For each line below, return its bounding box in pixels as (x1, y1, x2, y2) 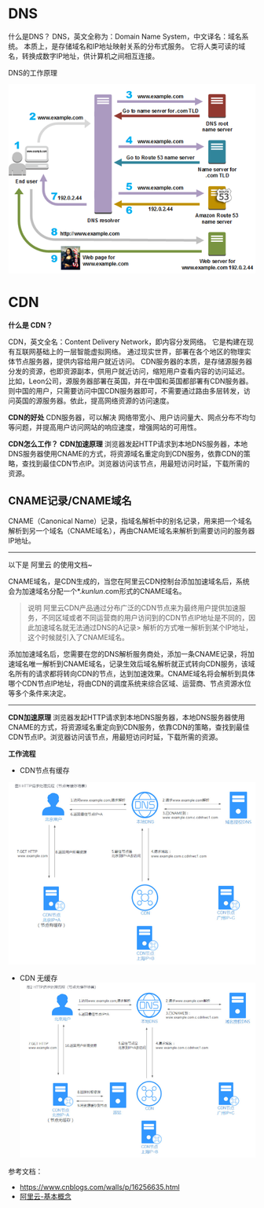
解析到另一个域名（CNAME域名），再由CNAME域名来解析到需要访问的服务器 (8, 526, 255, 536)
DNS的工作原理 (8, 68, 57, 77)
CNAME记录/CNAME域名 (8, 494, 132, 507)
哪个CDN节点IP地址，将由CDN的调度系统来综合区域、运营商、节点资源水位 (8, 679, 251, 688)
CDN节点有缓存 (19, 766, 70, 775)
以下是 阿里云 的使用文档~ (8, 560, 93, 569)
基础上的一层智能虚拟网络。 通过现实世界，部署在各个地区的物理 (35, 347, 244, 357)
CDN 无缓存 (19, 973, 58, 983)
